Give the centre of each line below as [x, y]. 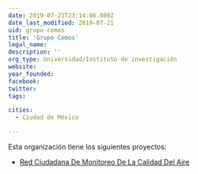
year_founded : [31, 74]
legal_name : [27, 45]
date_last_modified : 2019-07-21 [61, 23]
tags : [17, 96]
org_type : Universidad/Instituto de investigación [93, 60]
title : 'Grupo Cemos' [44, 37]
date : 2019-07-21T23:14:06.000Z [61, 15]
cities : [21, 110]
